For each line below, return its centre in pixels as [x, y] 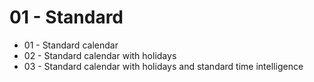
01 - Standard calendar [71, 45]
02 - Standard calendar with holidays [100, 55]
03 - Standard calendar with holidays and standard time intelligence [163, 66]
